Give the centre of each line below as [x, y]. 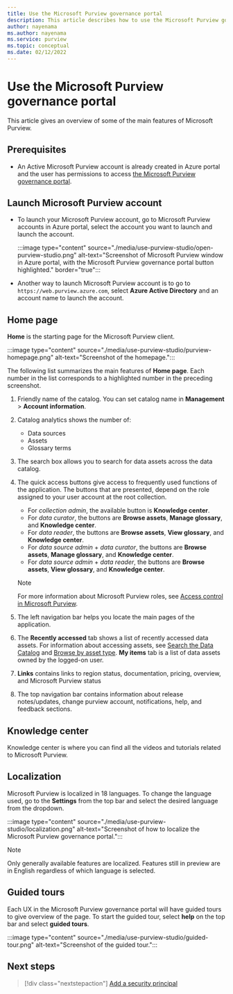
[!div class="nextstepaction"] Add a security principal [101, 983]
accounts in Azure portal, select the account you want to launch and [115, 227]
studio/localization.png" [41, 829]
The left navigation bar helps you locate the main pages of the [106, 617]
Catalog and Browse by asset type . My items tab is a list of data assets [119, 653]
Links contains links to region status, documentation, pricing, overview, [119, 674]
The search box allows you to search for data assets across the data [115, 461]
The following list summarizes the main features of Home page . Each [106, 371]
